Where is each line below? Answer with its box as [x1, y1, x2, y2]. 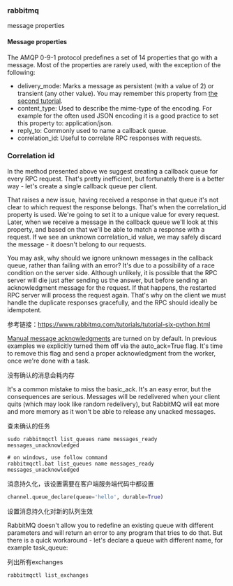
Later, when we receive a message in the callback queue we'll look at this [7, 218, 218, 226]
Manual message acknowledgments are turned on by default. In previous [7, 334, 218, 342]
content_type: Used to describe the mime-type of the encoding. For [17, 104, 212, 112]
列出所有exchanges [7, 557, 63, 566]
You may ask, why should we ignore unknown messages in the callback [7, 253, 213, 262]
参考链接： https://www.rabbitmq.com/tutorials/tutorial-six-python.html [7, 320, 211, 328]
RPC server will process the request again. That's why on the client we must [7, 291, 227, 299]
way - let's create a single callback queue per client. [7, 181, 158, 190]
